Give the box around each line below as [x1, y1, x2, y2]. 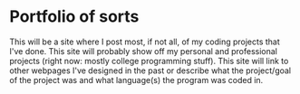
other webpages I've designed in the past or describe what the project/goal [9, 65, 292, 76]
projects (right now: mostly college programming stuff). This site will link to [9, 55, 289, 66]
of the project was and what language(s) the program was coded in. [9, 74, 264, 85]
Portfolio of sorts [9, 6, 140, 27]
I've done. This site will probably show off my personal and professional [9, 45, 278, 56]
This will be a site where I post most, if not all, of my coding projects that [9, 36, 281, 47]
